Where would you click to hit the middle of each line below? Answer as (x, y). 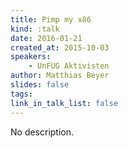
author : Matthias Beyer (60, 76)
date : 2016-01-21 (46, 38)
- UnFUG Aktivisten (69, 66)
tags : (21, 94)
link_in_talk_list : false (64, 103)
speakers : (31, 57)
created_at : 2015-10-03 (60, 47)
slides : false (40, 85)
